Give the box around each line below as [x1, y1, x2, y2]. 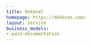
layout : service [6, 20, 46, 26]
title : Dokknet [6, 8, 44, 15]
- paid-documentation [6, 31, 60, 37]
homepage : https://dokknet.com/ [6, 14, 86, 20]
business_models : [6, 25, 49, 32]
